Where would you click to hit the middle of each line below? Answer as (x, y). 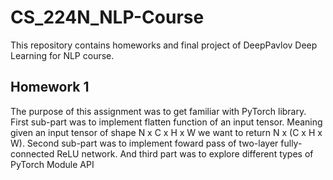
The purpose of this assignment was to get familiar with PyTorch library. (158, 111)
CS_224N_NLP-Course (107, 17)
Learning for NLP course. (62, 55)
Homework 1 (50, 87)
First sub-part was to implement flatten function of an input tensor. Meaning (166, 122)
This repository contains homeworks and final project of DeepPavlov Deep (164, 45)
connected (32, 153)
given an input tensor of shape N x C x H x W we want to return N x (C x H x (166, 132)
